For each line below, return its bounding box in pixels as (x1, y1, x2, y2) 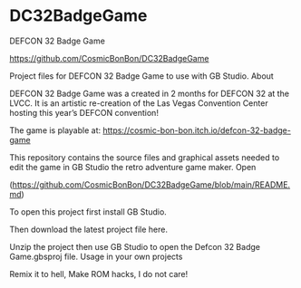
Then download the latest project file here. (9, 224, 168, 235)
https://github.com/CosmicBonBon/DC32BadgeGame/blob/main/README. (12, 178, 291, 190)
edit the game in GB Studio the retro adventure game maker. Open (9, 161, 257, 172)
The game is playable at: (9, 124, 102, 136)
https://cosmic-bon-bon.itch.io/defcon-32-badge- (102, 124, 292, 136)
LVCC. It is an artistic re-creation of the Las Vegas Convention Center (9, 97, 269, 109)
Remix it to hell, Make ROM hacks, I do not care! (9, 268, 189, 279)
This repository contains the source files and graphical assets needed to (9, 151, 280, 163)
